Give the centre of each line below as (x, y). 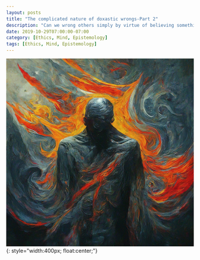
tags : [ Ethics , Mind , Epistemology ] (51, 44)
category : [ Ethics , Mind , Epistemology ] (57, 38)
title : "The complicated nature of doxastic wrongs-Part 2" (82, 19)
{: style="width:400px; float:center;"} (52, 251)
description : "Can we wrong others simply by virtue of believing (90, 25)
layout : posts (24, 13)
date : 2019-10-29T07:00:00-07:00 (48, 32)
